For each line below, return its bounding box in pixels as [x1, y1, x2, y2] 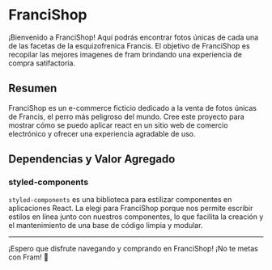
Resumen [8, 82, 57, 95]
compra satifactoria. [8, 58, 75, 68]
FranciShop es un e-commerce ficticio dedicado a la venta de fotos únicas [8, 103, 257, 112]
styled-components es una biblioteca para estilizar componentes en [8, 195, 232, 205]
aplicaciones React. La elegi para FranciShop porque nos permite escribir [8, 204, 253, 213]
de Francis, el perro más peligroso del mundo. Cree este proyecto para [8, 112, 244, 121]
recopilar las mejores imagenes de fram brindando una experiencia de [8, 49, 243, 59]
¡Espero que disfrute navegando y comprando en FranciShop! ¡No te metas [8, 244, 259, 254]
